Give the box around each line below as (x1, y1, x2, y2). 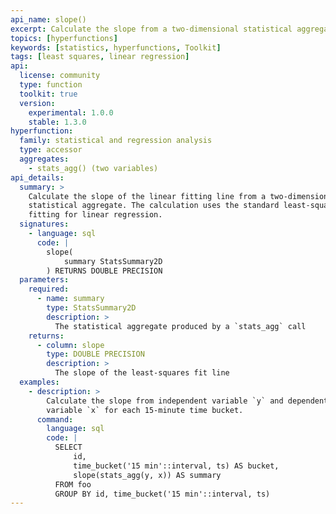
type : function (19, 80, 83, 90)
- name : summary (36, 294, 105, 304)
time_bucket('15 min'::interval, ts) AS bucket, (73, 461, 280, 471)
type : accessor (19, 145, 83, 155)
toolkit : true (19, 89, 78, 99)
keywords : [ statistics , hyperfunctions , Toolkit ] (10, 42, 222, 53)
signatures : (19, 219, 70, 230)
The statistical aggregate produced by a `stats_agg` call (54, 321, 307, 331)
